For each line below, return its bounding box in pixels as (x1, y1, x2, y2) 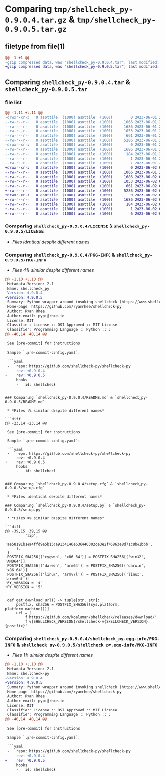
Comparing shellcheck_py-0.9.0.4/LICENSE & (5, 223, 113, 229)
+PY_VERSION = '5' (5, 585, 43, 590)
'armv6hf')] (5, 576, 29, 582)
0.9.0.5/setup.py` (5, 507, 43, 513)
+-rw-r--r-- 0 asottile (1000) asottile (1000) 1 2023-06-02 (5, 206, 157, 211)
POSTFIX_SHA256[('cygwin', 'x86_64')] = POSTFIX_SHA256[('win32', (7, 555, 146, 560)
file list (5, 99, 22, 106)
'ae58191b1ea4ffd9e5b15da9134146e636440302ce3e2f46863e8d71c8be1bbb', (5, 542, 153, 547)
